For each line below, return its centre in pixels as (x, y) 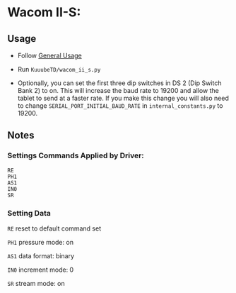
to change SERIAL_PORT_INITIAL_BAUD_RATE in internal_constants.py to (120, 106)
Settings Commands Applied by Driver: (76, 155)
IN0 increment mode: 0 (41, 270)
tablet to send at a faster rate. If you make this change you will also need (123, 98)
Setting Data (29, 213)
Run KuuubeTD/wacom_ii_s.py (59, 69)
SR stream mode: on (36, 283)
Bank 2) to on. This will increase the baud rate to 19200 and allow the (118, 90)
